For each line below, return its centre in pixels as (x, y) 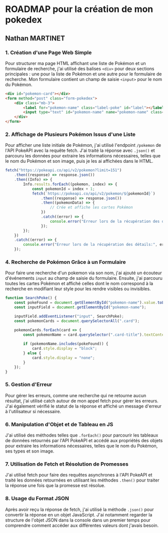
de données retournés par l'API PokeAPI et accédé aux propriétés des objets (84, 441)
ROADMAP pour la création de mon (79, 9)
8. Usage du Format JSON (37, 499)
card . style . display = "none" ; (63, 358)
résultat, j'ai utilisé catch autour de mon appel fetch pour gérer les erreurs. (82, 401)
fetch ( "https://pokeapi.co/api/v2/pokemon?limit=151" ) (63, 170)
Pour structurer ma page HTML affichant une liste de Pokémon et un (75, 63)
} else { (32, 353)
